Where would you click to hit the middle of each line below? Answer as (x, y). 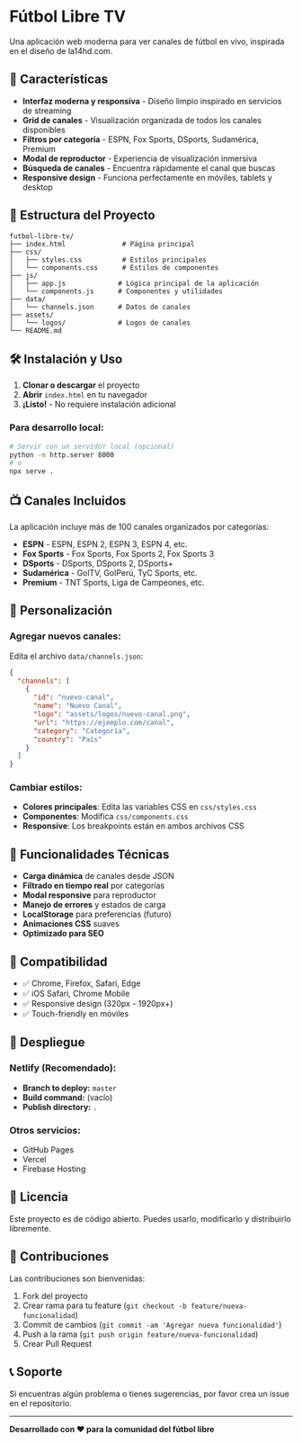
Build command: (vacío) (67, 1097)
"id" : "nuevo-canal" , (74, 698)
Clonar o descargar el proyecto (81, 385)
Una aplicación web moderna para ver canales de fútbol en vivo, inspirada (147, 41)
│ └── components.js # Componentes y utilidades (116, 291)
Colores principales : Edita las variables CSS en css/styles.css (140, 807)
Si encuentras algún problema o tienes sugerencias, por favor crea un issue (149, 1394)
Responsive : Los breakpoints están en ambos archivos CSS (133, 826)
